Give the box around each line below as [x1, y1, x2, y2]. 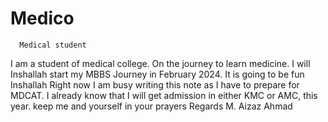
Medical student [19, 40, 87, 50]
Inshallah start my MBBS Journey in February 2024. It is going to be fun [10, 68, 305, 80]
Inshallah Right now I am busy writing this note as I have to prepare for [10, 78, 300, 91]
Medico [10, 7, 75, 30]
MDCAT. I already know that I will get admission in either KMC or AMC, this [10, 89, 318, 101]
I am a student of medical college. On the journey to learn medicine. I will [10, 57, 311, 69]
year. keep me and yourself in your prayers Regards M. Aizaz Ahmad [10, 100, 293, 112]
